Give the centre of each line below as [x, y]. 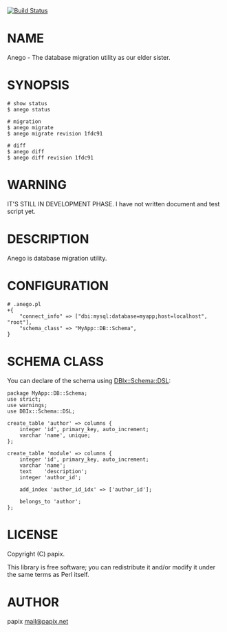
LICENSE [33, 535]
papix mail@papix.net [38, 621]
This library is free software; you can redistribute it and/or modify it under [111, 567]
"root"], [20, 322]
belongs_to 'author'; [50, 501]
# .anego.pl [24, 304]
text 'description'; [54, 471]
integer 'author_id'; [50, 477]
